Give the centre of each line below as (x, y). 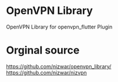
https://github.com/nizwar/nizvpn (46, 72)
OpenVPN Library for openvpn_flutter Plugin (59, 27)
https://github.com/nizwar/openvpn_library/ (59, 66)
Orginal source (43, 50)
